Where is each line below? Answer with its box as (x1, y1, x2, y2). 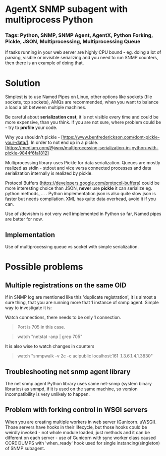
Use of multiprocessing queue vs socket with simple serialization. (5, 244, 139, 250)
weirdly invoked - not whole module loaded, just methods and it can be (5, 429, 150, 435)
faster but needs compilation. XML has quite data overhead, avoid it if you (5, 196, 156, 202)
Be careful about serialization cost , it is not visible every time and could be (5, 114, 159, 120)
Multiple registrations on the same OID (5, 281, 126, 289)
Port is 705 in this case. (17, 324, 65, 330)
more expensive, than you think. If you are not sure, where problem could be (5, 119, 161, 125)
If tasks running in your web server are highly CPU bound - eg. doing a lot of (5, 49, 162, 55)
